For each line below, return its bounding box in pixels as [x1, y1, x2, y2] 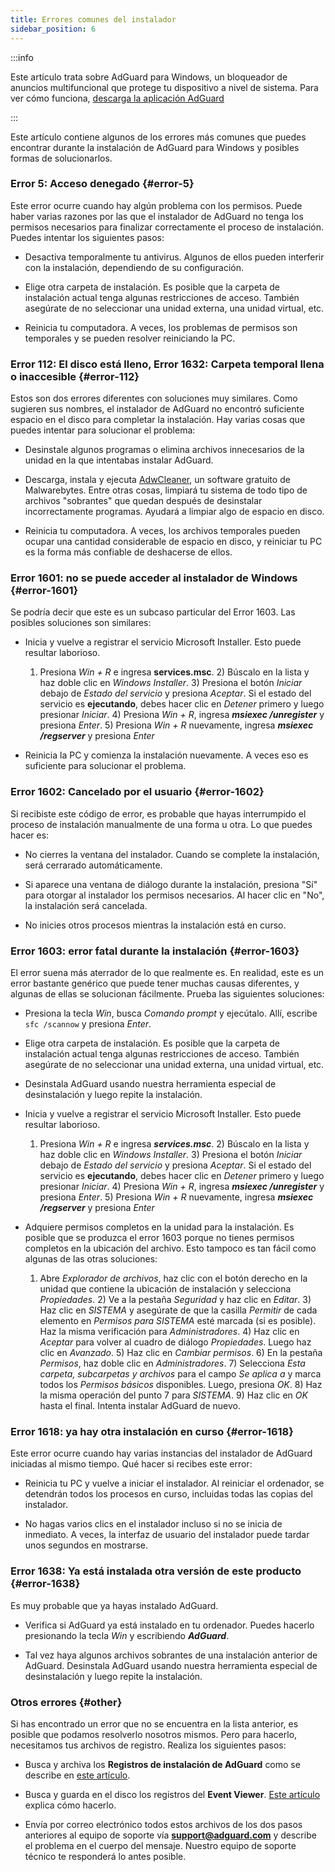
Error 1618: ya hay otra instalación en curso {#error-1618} [10, 1424, 294, 1438]
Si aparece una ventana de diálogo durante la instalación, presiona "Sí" [24, 878, 318, 890]
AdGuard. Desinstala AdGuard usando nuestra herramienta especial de [24, 1659, 318, 1671]
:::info [10, 51, 34, 63]
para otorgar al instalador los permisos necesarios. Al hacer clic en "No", [24, 889, 325, 901]
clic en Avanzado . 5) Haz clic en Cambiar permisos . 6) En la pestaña [39, 1346, 323, 1358]
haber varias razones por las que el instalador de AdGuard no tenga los [10, 210, 304, 222]
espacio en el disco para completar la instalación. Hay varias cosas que [10, 414, 306, 426]
